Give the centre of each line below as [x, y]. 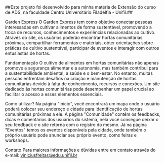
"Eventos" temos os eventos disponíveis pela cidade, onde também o [76, 130]
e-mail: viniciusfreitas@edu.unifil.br [41, 155]
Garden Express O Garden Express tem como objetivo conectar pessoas [79, 22]
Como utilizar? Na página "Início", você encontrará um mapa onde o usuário [82, 104]
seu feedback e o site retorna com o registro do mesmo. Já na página [76, 125]
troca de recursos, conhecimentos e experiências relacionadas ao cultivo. [80, 32]
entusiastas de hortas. [28, 53]
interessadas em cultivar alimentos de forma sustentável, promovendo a [79, 27]
